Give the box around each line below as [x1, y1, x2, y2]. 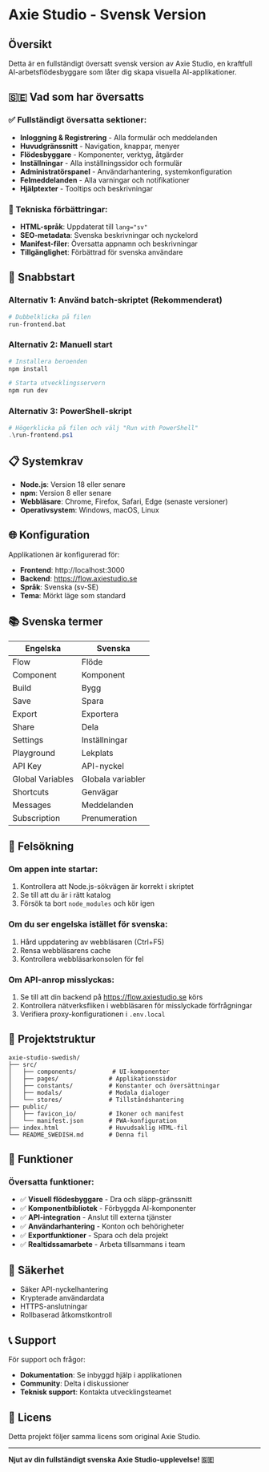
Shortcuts [12, 786, 50, 798]
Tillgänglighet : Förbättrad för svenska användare [19, 247, 183, 257]
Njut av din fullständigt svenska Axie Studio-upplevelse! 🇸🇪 [8, 1454, 215, 1464]
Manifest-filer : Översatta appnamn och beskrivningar [19, 239, 199, 248]
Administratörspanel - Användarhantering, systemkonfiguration [19, 167, 232, 176]
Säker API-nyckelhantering [19, 1285, 109, 1294]
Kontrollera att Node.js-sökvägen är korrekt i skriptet [19, 882, 194, 891]
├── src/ [8, 1060, 38, 1068]
